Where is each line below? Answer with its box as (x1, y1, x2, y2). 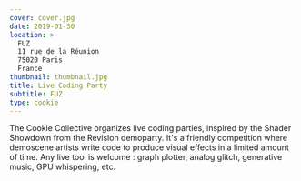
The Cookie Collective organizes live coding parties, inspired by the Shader (9, 123, 292, 134)
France (17, 65, 43, 74)
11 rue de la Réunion (17, 47, 100, 56)
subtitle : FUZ (9, 89, 64, 98)
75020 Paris (17, 55, 64, 65)
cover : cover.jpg (9, 13, 75, 23)
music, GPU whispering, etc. (9, 161, 116, 173)
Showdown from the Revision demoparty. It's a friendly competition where (9, 133, 288, 144)
